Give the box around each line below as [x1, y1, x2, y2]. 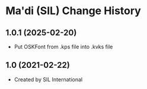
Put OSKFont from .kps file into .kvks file [14, 43, 113, 50]
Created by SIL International [14, 75, 83, 83]
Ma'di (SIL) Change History [5, 4, 142, 18]
